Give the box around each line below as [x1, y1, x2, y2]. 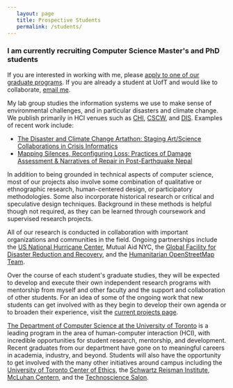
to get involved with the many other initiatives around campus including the [7, 358, 223, 366]
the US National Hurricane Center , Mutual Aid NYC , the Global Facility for [7, 243, 217, 251]
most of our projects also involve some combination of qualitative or [7, 177, 202, 186]
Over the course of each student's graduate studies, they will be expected [7, 270, 220, 279]
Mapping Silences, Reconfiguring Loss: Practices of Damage [17, 149, 191, 157]
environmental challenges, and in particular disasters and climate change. [7, 106, 219, 115]
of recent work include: [7, 121, 74, 129]
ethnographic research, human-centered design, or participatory [7, 185, 193, 193]
